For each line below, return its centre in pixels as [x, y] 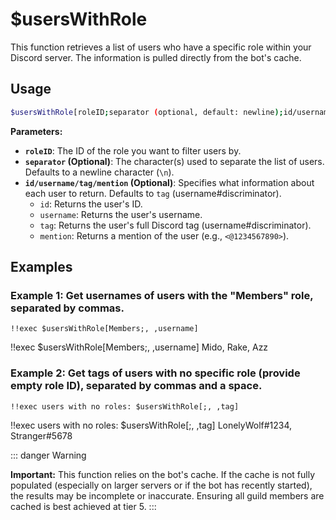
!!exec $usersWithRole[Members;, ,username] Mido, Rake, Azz [139, 347]
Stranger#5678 [41, 435]
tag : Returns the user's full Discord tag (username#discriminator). [175, 225]
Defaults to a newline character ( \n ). [99, 172]
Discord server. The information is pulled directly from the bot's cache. [156, 57]
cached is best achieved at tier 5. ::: [83, 506]
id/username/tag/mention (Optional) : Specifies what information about [169, 182]
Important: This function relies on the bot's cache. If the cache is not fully [163, 474]
